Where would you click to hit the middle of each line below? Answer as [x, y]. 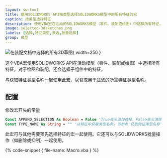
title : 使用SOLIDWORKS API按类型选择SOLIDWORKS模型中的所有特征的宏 [71, 14]
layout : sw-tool [22, 10]
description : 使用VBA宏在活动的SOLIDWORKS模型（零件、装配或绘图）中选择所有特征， [84, 24]
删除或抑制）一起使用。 [42, 141]
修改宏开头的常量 [23, 110]
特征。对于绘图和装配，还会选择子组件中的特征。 [55, 69]
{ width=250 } [86, 52]
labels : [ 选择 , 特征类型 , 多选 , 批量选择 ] [42, 33]
